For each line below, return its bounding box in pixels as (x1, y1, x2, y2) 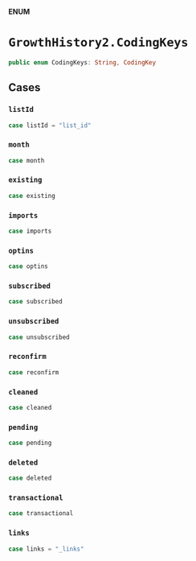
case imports (8, 227, 52, 236)
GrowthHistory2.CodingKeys (8, 35, 189, 51)
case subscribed (8, 298, 63, 306)
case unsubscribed (8, 333, 70, 341)
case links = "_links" (8, 545, 84, 553)
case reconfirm (8, 368, 59, 377)
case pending (8, 439, 52, 448)
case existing (8, 192, 56, 200)
